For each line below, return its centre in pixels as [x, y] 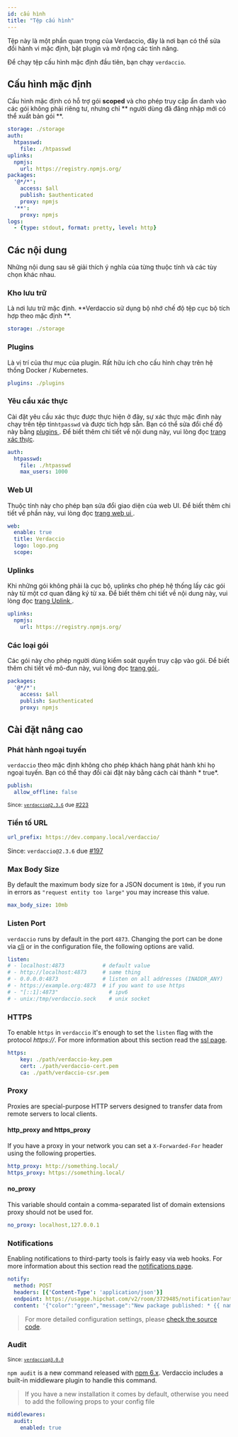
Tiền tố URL [28, 822]
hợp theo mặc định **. [39, 316]
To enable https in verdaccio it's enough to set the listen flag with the [110, 1033]
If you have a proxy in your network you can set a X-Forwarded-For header [115, 1146]
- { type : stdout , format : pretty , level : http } [85, 228]
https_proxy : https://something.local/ [66, 1173]
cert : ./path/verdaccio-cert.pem [69, 1066]
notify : [19, 1279]
